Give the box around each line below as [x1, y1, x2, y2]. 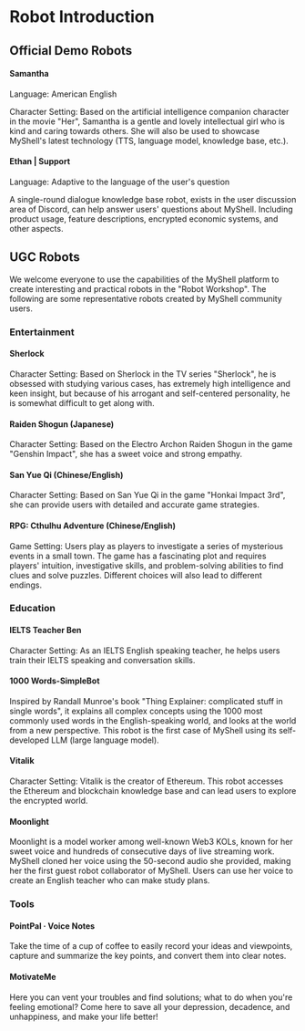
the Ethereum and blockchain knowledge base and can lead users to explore [9, 786, 297, 797]
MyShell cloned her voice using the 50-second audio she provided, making [9, 856, 291, 867]
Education [9, 602, 56, 615]
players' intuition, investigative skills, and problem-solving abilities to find [9, 559, 284, 571]
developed [9, 734, 50, 745]
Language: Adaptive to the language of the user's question [9, 176, 230, 187]
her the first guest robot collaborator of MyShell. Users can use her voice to [9, 865, 294, 877]
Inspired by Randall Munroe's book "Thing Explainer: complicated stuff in [9, 695, 284, 706]
